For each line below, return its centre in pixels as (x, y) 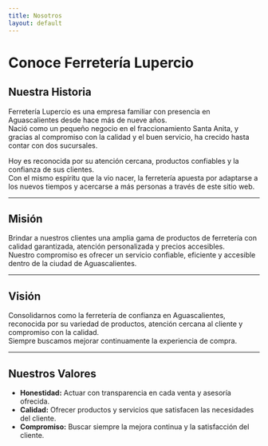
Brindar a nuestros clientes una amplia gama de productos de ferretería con (133, 238)
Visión (25, 296)
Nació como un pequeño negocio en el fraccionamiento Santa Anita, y (124, 128)
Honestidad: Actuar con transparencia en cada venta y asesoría (125, 392)
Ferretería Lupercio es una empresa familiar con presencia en (109, 111)
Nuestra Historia (50, 92)
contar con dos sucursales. (53, 145)
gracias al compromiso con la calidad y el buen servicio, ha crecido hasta (129, 137)
